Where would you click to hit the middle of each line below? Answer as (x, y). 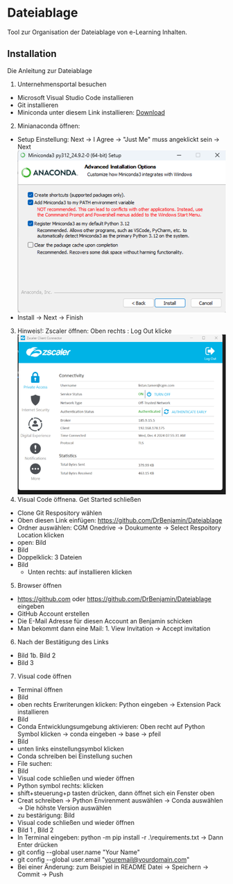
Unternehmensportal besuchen (62, 84)
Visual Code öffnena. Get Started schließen (79, 500)
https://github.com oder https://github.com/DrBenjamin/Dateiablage (114, 599)
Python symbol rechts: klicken (60, 786)
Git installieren (38, 105)
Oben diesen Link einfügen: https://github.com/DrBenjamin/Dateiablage (120, 521)
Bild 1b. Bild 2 (36, 655)
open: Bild (32, 543)
